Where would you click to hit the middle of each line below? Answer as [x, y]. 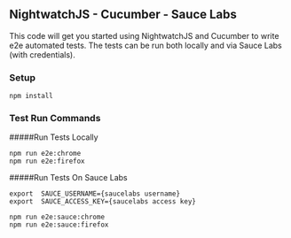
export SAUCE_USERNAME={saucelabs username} [94, 194]
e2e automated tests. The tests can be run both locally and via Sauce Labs [145, 45]
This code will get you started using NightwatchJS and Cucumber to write [144, 35]
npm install [31, 96]
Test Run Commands [55, 119]
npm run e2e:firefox [47, 161]
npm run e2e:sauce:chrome [57, 217]
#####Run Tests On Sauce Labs [68, 178]
